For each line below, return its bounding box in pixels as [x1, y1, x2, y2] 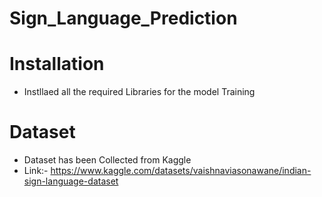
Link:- [23, 165, 49, 177]
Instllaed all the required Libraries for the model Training [23, 86, 256, 98]
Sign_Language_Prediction [9, 7, 238, 30]
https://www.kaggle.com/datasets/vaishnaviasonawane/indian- [50, 165, 312, 177]
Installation [9, 53, 105, 76]
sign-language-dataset [23, 175, 119, 187]
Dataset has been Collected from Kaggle [23, 154, 192, 166]
